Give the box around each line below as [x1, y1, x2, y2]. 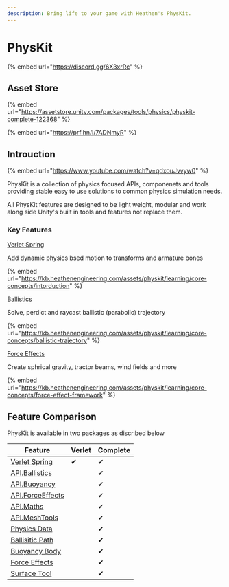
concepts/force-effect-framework [7, 391, 103, 399]
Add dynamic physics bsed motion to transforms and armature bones [7, 254, 204, 262]
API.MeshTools [10, 513, 59, 522]
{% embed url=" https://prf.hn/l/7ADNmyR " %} [7, 129, 137, 137]
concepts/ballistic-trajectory [7, 336, 88, 344]
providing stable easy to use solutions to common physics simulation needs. [7, 187, 223, 196]
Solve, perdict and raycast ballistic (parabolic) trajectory [7, 309, 166, 317]
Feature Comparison [7, 410, 97, 423]
